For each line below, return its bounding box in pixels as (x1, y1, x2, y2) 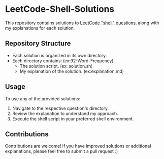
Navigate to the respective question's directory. (12, 105, 109, 111)
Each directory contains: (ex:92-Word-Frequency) (12, 58, 114, 64)
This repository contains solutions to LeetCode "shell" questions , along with (5, 20, 159, 26)
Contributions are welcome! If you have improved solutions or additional (5, 143, 151, 149)
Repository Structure (5, 40, 71, 48)
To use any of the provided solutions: (5, 95, 80, 102)
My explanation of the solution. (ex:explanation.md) (19, 68, 124, 74)
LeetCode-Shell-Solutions (5, 3, 115, 15)
